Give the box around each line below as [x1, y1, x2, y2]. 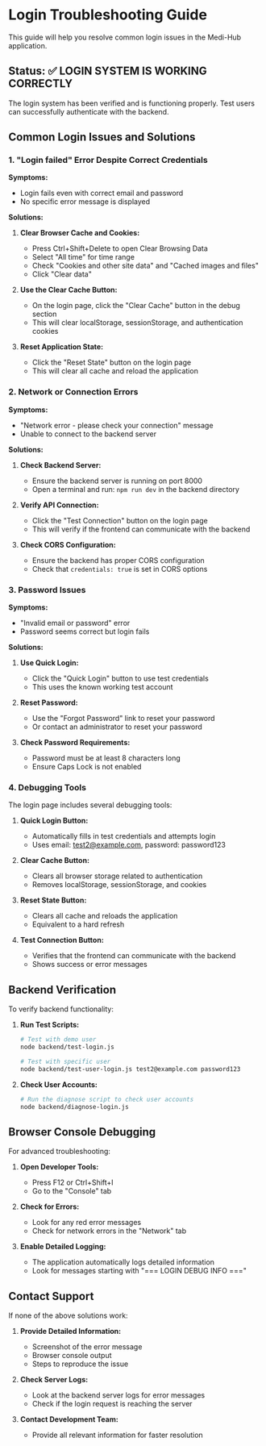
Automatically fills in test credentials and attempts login [31, 831, 216, 841]
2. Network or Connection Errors [8, 386, 139, 398]
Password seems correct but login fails [19, 627, 150, 636]
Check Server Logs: [19, 1375, 89, 1385]
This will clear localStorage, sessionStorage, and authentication [31, 318, 243, 327]
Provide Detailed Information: [19, 1327, 122, 1336]
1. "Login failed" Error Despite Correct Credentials [8, 155, 208, 166]
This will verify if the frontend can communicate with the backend [31, 524, 251, 534]
